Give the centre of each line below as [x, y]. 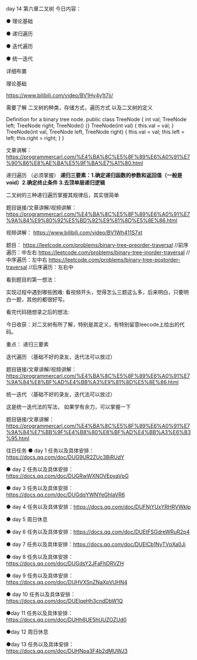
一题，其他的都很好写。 [39, 299]
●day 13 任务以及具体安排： [40, 644]
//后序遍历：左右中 [51, 267]
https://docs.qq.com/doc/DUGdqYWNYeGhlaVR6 [65, 495]
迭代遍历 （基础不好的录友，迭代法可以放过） [61, 357]
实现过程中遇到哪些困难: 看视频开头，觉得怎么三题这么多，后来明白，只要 [95, 292]
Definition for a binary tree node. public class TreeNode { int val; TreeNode [96, 119]
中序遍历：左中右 [27, 260]
